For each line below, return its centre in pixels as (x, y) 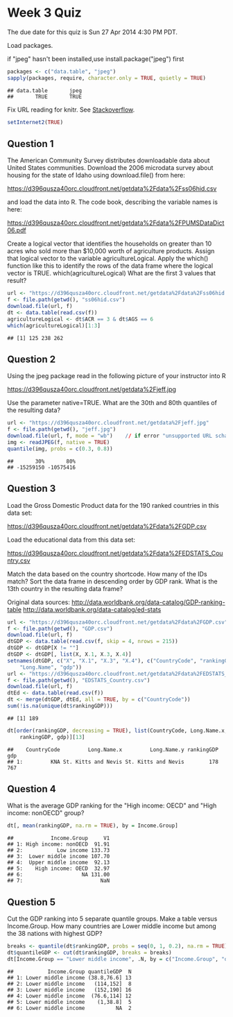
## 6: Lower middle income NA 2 (69, 1008)
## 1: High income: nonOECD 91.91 (59, 844)
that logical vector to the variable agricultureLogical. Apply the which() (108, 259)
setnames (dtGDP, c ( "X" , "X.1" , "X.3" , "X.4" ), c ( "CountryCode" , (102, 660)
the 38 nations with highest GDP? (55, 934)
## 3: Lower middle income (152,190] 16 (69, 990)
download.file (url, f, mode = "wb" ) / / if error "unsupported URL (110, 436)
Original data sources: (39, 602)
